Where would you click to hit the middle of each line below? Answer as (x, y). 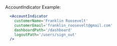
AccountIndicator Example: (33, 7)
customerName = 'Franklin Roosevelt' (51, 21)
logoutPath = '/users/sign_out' (46, 35)
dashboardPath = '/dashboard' (43, 30)
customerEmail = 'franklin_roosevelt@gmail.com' (63, 25)
